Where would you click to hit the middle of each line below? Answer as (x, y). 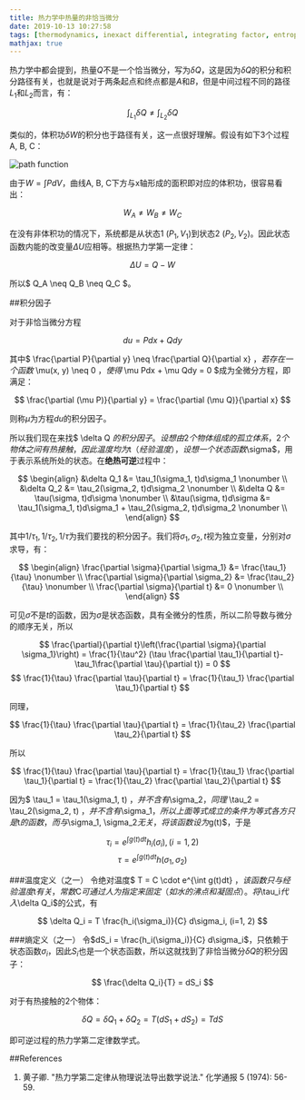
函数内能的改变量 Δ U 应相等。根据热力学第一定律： (103, 246)
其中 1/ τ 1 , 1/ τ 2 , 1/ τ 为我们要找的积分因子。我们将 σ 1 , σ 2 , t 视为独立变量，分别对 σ (150, 537)
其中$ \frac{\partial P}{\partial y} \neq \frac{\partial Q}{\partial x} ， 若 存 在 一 (151, 359)
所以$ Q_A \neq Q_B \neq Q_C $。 (73, 283)
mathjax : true (36, 43)
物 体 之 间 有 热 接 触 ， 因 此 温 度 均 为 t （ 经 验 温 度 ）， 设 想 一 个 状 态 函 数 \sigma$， (148, 449)
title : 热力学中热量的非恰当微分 (64, 18)
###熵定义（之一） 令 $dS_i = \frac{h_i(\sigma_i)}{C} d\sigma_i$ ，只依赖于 (149, 940)
